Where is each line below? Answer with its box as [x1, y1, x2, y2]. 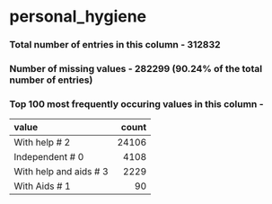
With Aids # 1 [13, 180, 71, 192]
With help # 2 [13, 137, 71, 149]
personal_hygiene [9, 6, 147, 27]
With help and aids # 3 [13, 165, 110, 178]
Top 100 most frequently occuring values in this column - [9, 97, 264, 110]
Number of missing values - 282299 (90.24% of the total [9, 63, 263, 75]
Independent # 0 [13, 151, 84, 164]
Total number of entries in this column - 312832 [9, 39, 222, 51]
